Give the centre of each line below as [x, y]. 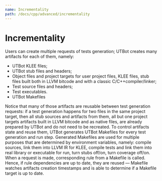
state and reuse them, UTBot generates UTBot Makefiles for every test [75, 132]
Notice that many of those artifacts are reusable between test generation [78, 106]
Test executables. [30, 92]
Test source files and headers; [42, 87]
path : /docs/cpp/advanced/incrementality [48, 14]
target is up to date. [25, 173]
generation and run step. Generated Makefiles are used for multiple [72, 137]
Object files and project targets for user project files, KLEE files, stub [81, 76]
